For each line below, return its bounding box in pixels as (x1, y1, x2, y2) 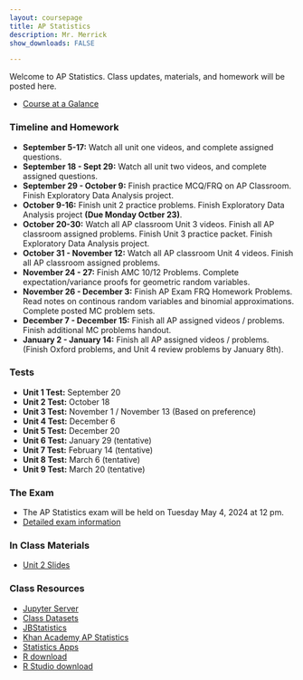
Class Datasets (22, 612, 79, 623)
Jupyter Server (22, 603, 79, 614)
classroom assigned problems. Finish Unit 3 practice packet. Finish (22, 228, 273, 239)
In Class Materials (9, 540, 90, 552)
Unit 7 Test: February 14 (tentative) (22, 445, 154, 455)
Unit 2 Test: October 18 (22, 396, 110, 407)
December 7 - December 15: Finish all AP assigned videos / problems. (22, 314, 285, 326)
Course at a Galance (22, 99, 99, 110)
